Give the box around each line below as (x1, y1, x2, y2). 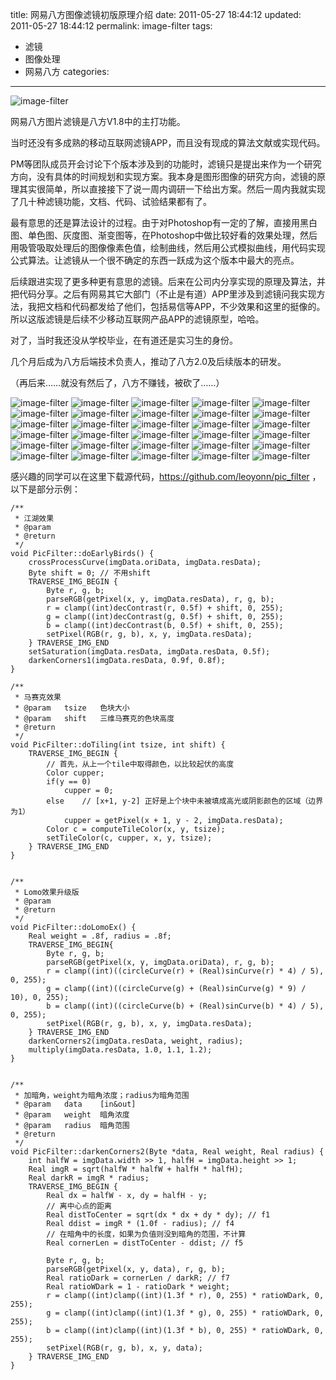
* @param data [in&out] (14, 1099, 137, 1109)
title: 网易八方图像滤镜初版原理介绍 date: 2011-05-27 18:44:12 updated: (10, 9, 302, 20)
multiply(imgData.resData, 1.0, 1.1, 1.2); (28, 1045, 213, 1055)
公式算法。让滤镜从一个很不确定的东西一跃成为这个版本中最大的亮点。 (10, 254, 300, 266)
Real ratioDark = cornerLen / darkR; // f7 (46, 1273, 230, 1283)
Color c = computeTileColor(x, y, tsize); (46, 824, 226, 834)
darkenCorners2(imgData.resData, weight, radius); (28, 1036, 244, 1046)
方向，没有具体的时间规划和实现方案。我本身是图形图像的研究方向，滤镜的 (10, 171, 317, 182)
